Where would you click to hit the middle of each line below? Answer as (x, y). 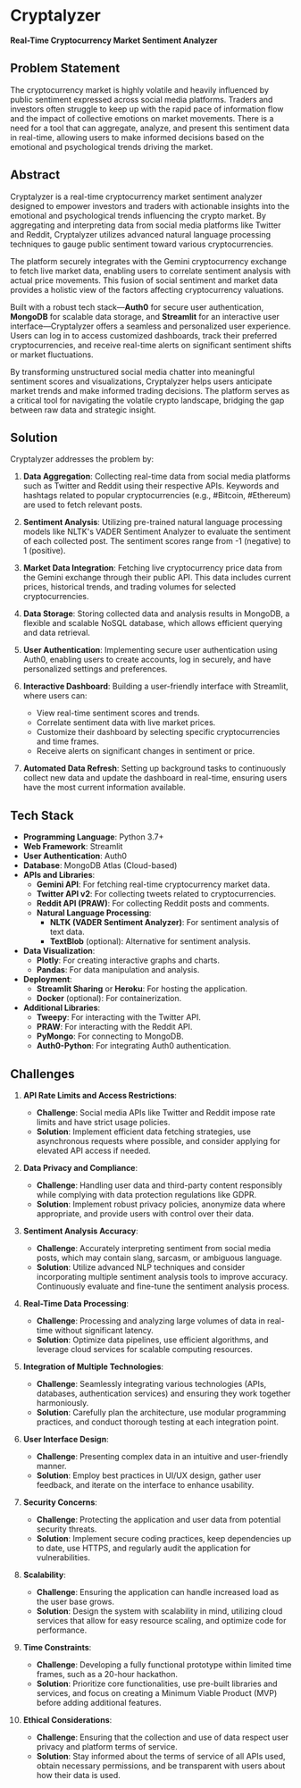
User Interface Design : (66, 1439)
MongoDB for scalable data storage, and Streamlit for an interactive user (145, 316)
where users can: (55, 696)
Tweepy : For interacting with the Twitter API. (119, 1017)
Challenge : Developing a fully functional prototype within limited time (164, 1665)
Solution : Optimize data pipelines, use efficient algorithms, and (152, 1340)
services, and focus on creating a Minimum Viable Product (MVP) (157, 1693)
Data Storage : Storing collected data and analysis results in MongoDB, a (156, 614)
